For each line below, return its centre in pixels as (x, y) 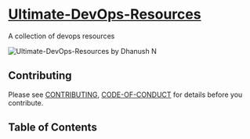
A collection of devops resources (62, 36)
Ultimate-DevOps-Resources (105, 14)
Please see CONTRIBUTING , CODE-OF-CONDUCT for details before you (125, 94)
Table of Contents (53, 128)
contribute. (26, 102)
